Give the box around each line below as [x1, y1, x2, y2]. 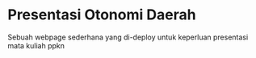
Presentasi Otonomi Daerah [7, 6, 196, 24]
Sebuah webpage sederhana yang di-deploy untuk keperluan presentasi [7, 32, 249, 42]
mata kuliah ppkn [7, 40, 65, 50]
